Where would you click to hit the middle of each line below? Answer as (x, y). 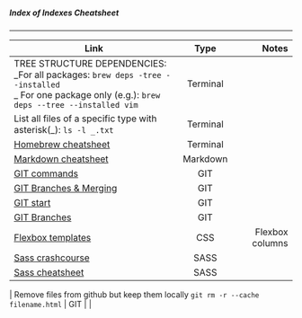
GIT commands (46, 173)
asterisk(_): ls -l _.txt (64, 129)
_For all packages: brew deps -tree (88, 75)
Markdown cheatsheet (62, 159)
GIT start (32, 202)
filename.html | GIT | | (51, 304)
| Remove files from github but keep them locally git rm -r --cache (134, 294)
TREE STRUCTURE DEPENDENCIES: (90, 63)
